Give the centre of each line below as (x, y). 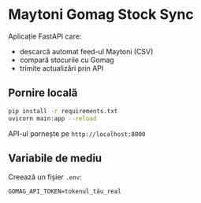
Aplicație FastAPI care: (45, 36)
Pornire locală (43, 93)
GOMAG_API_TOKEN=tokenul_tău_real (65, 192)
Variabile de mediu (55, 158)
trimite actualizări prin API (61, 68)
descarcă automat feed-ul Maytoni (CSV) (86, 51)
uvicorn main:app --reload (52, 118)
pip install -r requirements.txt (63, 111)
